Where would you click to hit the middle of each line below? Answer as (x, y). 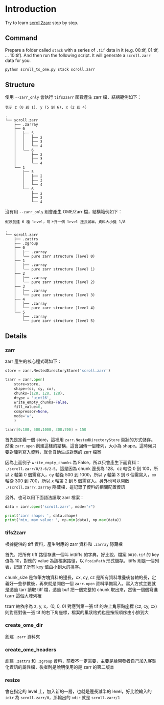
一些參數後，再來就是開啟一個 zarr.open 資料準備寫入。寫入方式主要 (82, 583)
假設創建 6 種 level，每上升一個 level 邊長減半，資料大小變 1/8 (65, 222)
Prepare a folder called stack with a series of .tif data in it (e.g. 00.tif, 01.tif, (82, 50)
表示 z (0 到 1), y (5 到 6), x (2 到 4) (46, 107)
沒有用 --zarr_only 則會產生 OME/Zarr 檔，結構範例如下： (64, 212)
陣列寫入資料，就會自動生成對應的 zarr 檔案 (58, 452)
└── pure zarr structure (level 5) (59, 321)
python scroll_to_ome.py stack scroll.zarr (50, 69)
